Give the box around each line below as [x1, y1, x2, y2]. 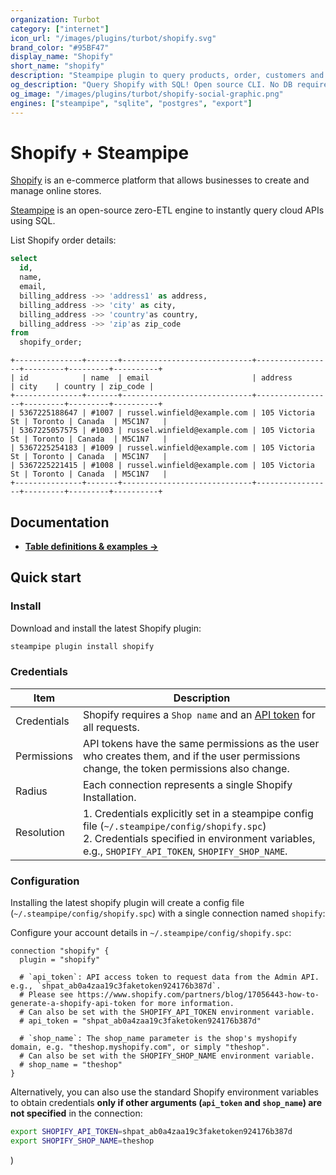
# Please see [19, 990, 74, 1000]
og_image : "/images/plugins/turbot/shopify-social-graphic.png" [10, 89, 284, 99]
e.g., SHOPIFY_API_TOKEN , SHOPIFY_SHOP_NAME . [82, 844, 288, 858]
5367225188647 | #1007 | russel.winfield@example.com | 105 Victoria [19, 408, 315, 418]
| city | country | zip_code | [10, 382, 155, 392]
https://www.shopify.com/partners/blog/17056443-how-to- [77, 990, 320, 1000]
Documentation [10, 514, 110, 531]
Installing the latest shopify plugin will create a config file [10, 897, 245, 909]
